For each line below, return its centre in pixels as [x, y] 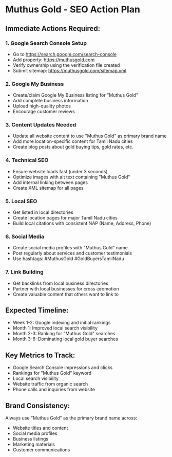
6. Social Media [25, 236]
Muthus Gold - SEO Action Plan [73, 10]
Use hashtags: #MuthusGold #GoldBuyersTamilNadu [68, 259]
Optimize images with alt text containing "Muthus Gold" [71, 177]
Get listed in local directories [43, 212]
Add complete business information [50, 101]
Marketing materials [34, 444]
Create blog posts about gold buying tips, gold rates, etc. [73, 147]
